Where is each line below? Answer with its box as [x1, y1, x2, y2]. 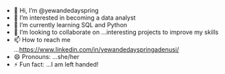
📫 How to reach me [13, 36, 71, 43]
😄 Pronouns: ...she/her [13, 53, 80, 60]
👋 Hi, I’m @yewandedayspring [13, 7, 99, 14]
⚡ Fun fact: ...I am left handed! [13, 60, 99, 68]
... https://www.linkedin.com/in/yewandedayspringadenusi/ [13, 45, 180, 54]
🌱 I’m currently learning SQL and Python [13, 21, 128, 29]
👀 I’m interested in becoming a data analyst [13, 14, 136, 22]
